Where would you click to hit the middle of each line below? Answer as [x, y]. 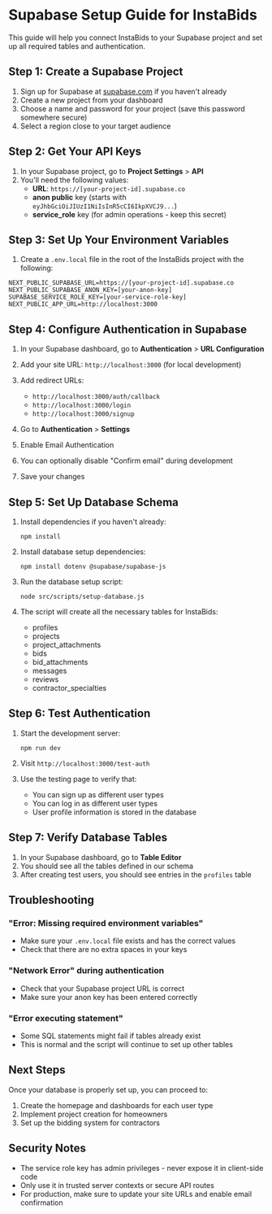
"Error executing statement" [66, 1018]
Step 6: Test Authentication [80, 714]
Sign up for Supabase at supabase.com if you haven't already [123, 91]
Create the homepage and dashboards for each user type [117, 1105]
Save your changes [52, 477]
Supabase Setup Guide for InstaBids [133, 15]
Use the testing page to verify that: [78, 779]
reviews [45, 679]
